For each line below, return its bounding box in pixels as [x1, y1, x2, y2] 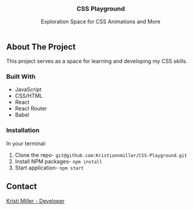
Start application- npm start [14, 164, 84, 171]
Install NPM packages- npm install [14, 157, 102, 165]
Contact [6, 181, 37, 192]
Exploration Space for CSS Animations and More [41, 18, 161, 25]
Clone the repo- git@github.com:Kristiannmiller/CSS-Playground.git [14, 151, 188, 159]
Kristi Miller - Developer [6, 197, 65, 204]
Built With [6, 73, 36, 81]
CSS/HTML [14, 92, 43, 100]
